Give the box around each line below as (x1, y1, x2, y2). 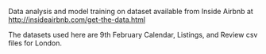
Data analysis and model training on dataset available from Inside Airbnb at (8, 7, 254, 16)
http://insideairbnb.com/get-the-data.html (8, 15, 145, 24)
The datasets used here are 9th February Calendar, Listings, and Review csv (8, 31, 258, 39)
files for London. (8, 38, 62, 48)
